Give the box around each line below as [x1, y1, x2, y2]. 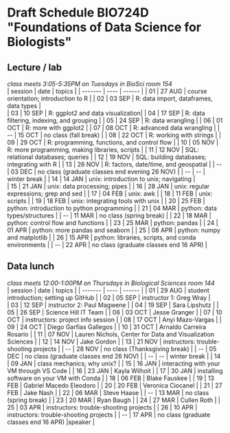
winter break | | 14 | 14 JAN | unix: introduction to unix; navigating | [7, 175, 196, 183]
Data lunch [7, 260, 55, 273]
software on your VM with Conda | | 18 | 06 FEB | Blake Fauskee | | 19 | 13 [7, 374, 215, 382]
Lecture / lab [7, 61, 62, 73]
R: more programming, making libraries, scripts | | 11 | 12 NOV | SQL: [7, 146, 199, 154]
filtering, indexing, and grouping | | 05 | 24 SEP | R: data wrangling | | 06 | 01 [7, 116, 223, 125]
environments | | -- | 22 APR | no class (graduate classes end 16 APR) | [7, 241, 207, 249]
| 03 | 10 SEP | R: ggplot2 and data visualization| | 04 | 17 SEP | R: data [7, 109, 205, 117]
